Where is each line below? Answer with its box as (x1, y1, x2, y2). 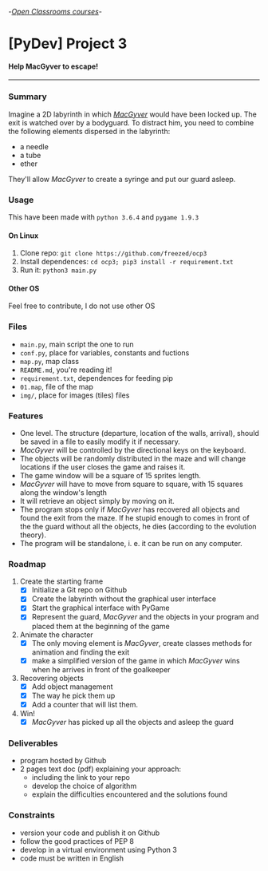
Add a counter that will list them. (31, 699, 138, 709)
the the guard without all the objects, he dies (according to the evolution (19, 521, 257, 531)
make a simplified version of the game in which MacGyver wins (31, 655, 241, 665)
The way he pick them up (31, 691, 116, 700)
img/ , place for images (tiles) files (19, 390, 130, 400)
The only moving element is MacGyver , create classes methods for (31, 638, 253, 647)
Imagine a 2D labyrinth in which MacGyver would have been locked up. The (8, 109, 257, 119)
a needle (19, 141, 49, 151)
